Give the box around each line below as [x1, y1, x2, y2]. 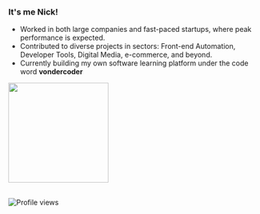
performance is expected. [19, 33, 106, 42]
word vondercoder [19, 67, 83, 77]
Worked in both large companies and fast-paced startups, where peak [19, 25, 252, 34]
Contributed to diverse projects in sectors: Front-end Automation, [19, 42, 236, 51]
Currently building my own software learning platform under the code [19, 58, 249, 68]
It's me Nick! [8, 6, 58, 18]
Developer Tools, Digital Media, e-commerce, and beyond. [19, 50, 213, 60]
